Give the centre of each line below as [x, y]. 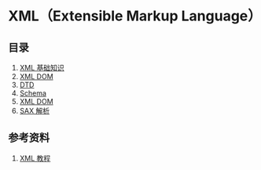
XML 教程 [35, 158]
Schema [33, 93]
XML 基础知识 [42, 68]
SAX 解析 [34, 111]
